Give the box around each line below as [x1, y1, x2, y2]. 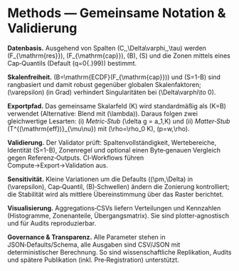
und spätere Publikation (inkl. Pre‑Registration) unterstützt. [7, 255, 179, 264]
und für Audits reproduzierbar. [7, 219, 97, 227]
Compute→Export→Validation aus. [7, 160, 109, 169]
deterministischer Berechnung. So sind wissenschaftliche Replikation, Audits [7, 247, 232, 256]
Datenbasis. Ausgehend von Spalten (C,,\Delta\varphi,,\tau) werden [7, 44, 206, 52]
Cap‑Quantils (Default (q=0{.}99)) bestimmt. [7, 58, 137, 67]
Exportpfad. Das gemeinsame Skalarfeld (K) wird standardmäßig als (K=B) [7, 101, 226, 110]
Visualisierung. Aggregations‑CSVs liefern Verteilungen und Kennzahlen [7, 203, 221, 212]
